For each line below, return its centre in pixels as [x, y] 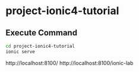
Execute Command [42, 33]
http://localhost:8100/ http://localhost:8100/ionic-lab [69, 63]
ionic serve [20, 51]
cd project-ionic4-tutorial [40, 46]
